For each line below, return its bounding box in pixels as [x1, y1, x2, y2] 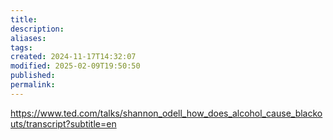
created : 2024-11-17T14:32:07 [10, 52, 137, 62]
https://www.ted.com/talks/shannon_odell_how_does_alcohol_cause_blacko [10, 107, 323, 119]
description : [10, 24, 65, 34]
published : [10, 71, 56, 81]
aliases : [10, 33, 47, 43]
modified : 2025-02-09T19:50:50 [10, 61, 141, 71]
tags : [10, 42, 33, 53]
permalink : [10, 80, 56, 90]
